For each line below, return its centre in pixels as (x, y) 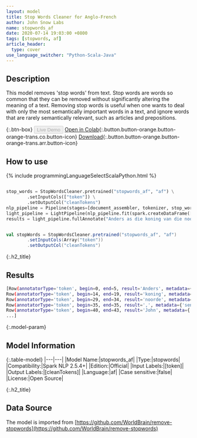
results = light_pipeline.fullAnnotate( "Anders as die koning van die (94, 219)
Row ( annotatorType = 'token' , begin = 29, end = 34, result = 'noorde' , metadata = (99, 300)
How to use (27, 162)
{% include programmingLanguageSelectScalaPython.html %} (81, 176)
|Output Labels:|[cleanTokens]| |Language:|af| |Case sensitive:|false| (89, 372)
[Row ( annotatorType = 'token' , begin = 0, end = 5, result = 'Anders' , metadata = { (99, 288)
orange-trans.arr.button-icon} (42, 143)
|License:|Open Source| (35, 378)
